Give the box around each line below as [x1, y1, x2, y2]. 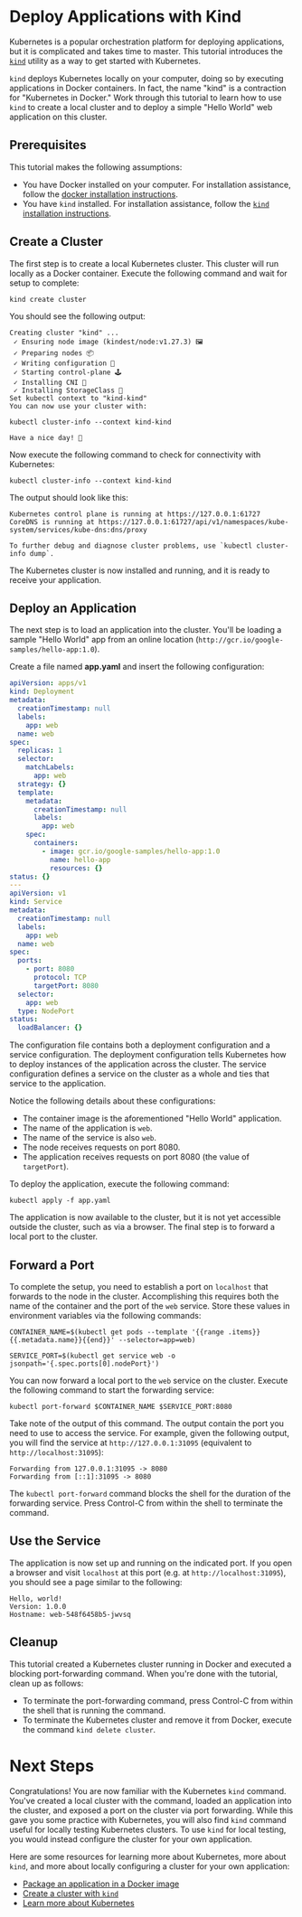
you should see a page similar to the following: [9, 1576, 183, 1587]
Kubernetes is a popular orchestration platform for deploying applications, [9, 36, 285, 47]
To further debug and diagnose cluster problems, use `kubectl [9, 540, 253, 550]
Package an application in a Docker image [22, 1878, 180, 1889]
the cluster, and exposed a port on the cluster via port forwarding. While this [9, 1805, 294, 1816]
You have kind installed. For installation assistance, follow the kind [22, 198, 269, 209]
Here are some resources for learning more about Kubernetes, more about [9, 1851, 287, 1862]
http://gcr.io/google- [198, 635, 284, 645]
